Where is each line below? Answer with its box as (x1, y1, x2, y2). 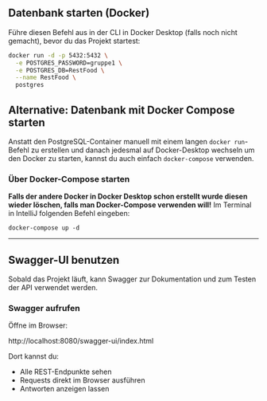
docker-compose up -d (8, 224, 80, 232)
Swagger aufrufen (8, 303, 81, 314)
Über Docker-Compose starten (8, 173, 130, 184)
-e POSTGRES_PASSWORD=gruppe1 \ (15, 59, 123, 67)
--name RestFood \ (15, 73, 77, 82)
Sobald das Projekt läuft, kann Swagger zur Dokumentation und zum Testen (8, 274, 257, 284)
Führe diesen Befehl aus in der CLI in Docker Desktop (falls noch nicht (8, 27, 238, 37)
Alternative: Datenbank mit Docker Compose (8, 103, 235, 116)
